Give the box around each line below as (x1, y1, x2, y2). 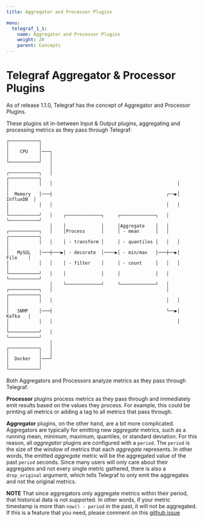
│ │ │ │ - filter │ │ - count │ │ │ (6, 260, 181, 266)
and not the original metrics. (6, 478, 77, 485)
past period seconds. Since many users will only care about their (6, 458, 168, 466)
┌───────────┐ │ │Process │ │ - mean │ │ (6, 228, 170, 234)
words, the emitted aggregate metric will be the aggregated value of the (6, 452, 187, 459)
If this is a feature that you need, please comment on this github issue (6, 509, 181, 516)
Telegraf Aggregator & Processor (6, 69, 176, 83)
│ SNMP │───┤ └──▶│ (6, 308, 181, 314)
